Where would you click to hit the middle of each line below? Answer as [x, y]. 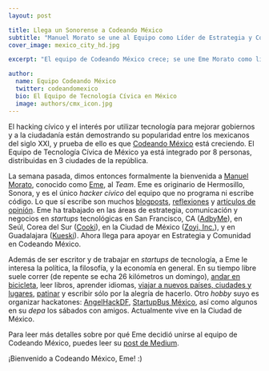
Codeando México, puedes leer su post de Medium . [94, 343]
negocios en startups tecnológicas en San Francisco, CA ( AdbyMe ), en [125, 218]
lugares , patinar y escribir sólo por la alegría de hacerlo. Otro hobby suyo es [134, 293]
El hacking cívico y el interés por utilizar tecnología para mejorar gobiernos [132, 126]
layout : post [30, 16]
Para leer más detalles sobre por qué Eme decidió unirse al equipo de [123, 334]
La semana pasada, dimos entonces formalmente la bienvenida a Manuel [128, 176]
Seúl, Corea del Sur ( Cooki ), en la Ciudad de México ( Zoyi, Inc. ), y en [122, 227]
